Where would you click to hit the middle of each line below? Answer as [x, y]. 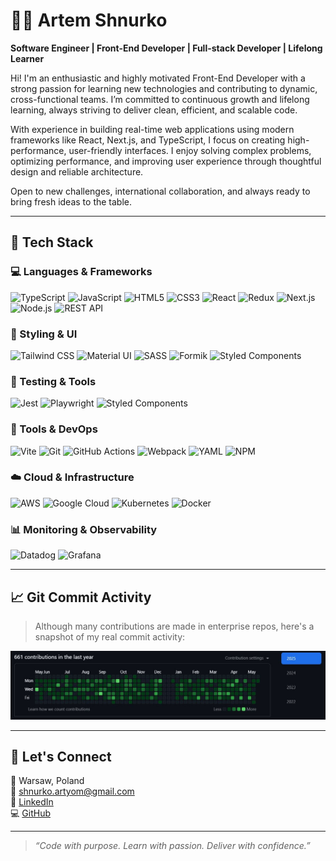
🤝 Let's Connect [61, 757]
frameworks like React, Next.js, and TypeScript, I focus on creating [148, 140]
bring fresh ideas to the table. [71, 201]
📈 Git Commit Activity [81, 597]
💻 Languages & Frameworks [81, 272]
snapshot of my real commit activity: [110, 636]
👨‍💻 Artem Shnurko [89, 20]
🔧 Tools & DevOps [54, 429]
